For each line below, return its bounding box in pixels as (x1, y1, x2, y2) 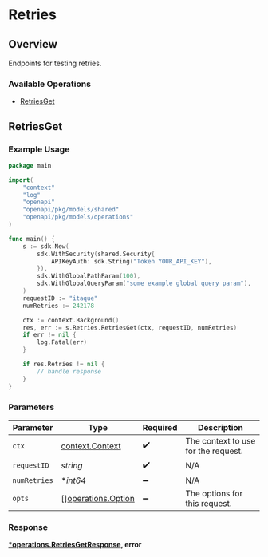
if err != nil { (22, 331, 77, 339)
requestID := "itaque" (22, 294, 98, 302)
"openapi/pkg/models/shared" (22, 206, 120, 214)
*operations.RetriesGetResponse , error (8, 540, 142, 550)
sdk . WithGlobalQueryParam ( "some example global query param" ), (37, 279, 251, 288)
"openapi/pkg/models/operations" (22, 213, 134, 221)
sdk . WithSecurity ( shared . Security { (37, 250, 156, 258)
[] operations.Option (61, 492, 136, 504)
